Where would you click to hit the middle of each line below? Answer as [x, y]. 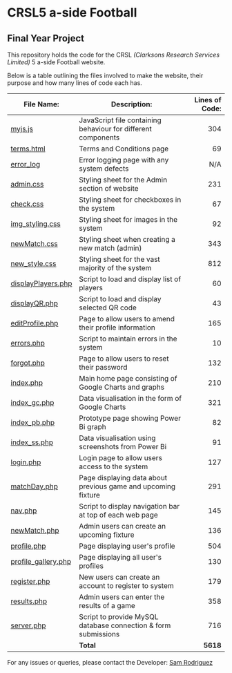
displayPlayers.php [41, 283]
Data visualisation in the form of [130, 398]
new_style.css [33, 264]
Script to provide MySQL [119, 617]
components [99, 138]
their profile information [117, 328]
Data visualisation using [117, 438]
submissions [99, 634]
